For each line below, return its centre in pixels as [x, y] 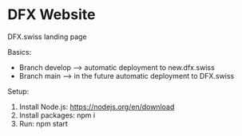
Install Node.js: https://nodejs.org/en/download [97, 107]
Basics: [20, 52]
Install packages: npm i [57, 115]
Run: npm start [44, 123]
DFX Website [52, 15]
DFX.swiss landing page [47, 37]
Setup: [18, 91]
